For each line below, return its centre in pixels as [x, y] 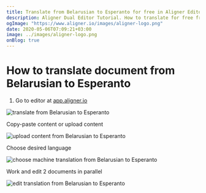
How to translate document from [91, 71]
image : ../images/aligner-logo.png [52, 35]
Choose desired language [39, 148]
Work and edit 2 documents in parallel [54, 171]
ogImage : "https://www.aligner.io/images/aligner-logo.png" [85, 23]
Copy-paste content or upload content [55, 124]
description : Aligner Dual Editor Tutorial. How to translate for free [100, 18]
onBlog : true [23, 40]
